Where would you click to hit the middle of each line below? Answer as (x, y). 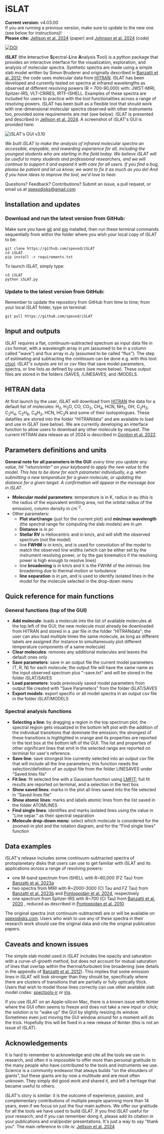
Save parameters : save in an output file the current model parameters (83, 662)
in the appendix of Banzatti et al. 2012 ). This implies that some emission (77, 972)
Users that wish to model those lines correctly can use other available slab (80, 987)
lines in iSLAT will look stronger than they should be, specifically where (76, 977)
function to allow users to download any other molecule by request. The (77, 430)
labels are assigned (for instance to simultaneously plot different (77, 642)
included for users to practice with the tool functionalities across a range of (81, 98)
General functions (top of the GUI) (46, 610)
